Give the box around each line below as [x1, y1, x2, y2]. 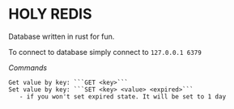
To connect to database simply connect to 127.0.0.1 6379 [8, 47, 202, 57]
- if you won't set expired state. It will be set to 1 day [19, 92, 227, 101]
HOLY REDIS [8, 5, 92, 23]
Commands [8, 62, 47, 73]
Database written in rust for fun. [8, 31, 115, 41]
